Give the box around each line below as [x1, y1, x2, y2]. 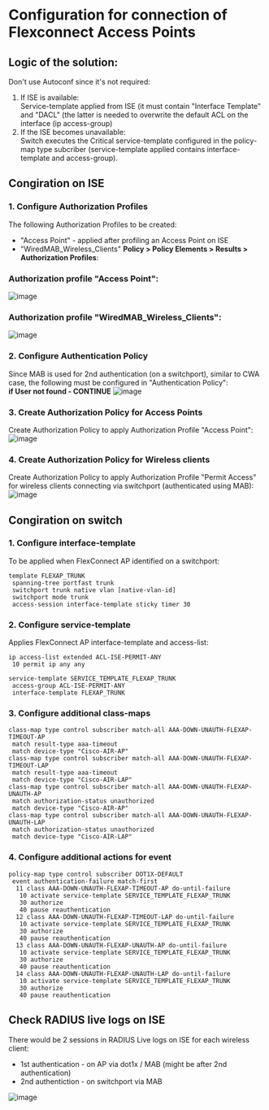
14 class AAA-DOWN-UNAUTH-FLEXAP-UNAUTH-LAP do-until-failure [15, 969, 231, 977]
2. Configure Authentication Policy [8, 350, 149, 362]
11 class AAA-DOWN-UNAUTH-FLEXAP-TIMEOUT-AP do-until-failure [15, 884, 231, 892]
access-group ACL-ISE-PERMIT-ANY [11, 681, 126, 690]
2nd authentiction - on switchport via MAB [20, 1076, 163, 1086]
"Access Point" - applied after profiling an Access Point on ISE [20, 235, 229, 245]
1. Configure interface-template [8, 538, 136, 549]
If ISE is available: [20, 93, 80, 102]
